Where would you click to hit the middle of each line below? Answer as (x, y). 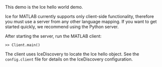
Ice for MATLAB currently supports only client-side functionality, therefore (80, 16)
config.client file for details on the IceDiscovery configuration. (69, 59)
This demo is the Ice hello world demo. (44, 7)
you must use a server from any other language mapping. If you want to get (81, 22)
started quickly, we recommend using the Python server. (62, 27)
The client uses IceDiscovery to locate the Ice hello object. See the (72, 54)
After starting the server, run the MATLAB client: (53, 36)
